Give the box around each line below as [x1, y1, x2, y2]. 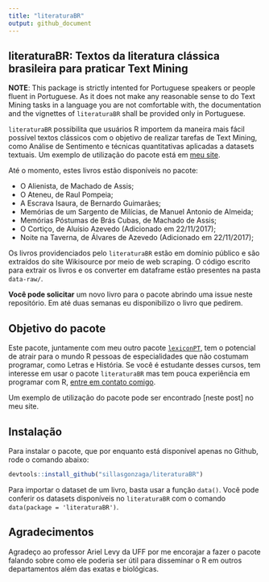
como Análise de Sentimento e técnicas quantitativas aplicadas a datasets [8, 142, 255, 152]
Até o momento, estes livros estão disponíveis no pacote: [8, 166, 199, 176]
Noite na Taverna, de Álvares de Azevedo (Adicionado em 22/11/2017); [19, 233, 254, 243]
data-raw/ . [8, 274, 43, 284]
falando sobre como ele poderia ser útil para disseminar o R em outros [8, 555, 242, 565]
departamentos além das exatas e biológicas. [8, 563, 159, 573]
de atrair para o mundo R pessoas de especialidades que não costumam [8, 351, 249, 361]
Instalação [8, 425, 63, 439]
